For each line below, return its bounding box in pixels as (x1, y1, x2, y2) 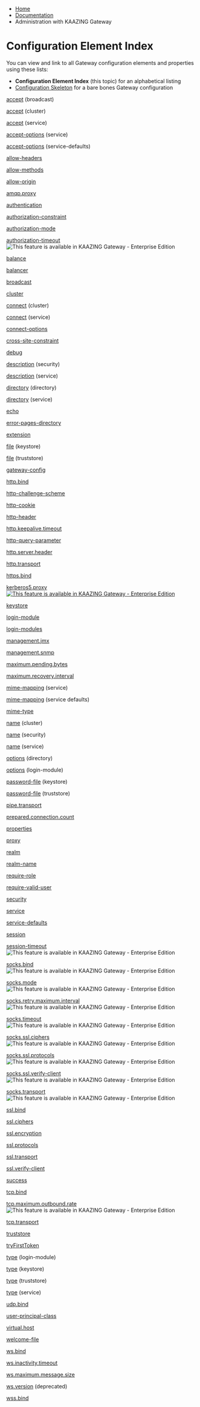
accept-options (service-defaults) (6, 142, 91, 150)
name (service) (6, 743, 44, 750)
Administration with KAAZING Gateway (15, 18, 112, 25)
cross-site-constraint (6, 336, 59, 344)
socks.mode (6, 978, 37, 986)
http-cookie (6, 501, 36, 509)
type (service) (6, 1288, 41, 1296)
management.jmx (6, 637, 50, 644)
